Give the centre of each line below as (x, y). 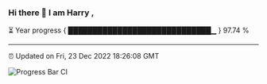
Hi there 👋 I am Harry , (51, 13)
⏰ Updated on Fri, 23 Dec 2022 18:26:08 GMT (84, 56)
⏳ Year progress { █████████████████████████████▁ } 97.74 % (129, 30)
